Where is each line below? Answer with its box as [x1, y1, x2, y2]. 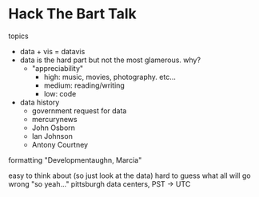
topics [8, 31, 30, 41]
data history [19, 97, 60, 107]
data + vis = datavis [19, 46, 86, 56]
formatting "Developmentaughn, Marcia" [8, 155, 142, 164]
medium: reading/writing [43, 81, 126, 90]
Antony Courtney [31, 140, 89, 149]
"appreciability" [31, 63, 84, 73]
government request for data [31, 105, 127, 116]
